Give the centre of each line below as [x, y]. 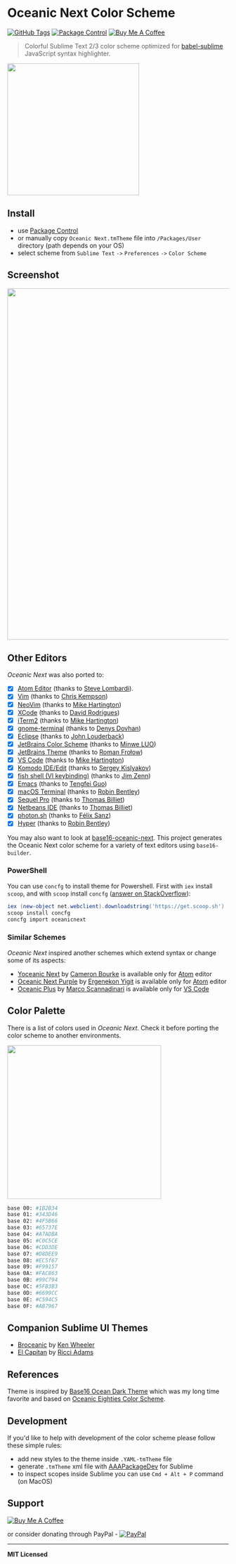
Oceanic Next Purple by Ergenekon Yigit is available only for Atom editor [122, 981]
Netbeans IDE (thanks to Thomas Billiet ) [75, 808]
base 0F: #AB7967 [33, 1306]
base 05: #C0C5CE [33, 1241]
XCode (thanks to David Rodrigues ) [68, 712]
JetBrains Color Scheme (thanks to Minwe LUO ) [87, 744]
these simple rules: [35, 1445]
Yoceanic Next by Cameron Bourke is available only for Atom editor [114, 974]
